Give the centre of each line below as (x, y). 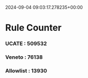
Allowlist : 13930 (26, 70)
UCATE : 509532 (26, 44)
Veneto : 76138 (24, 57)
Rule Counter (33, 28)
